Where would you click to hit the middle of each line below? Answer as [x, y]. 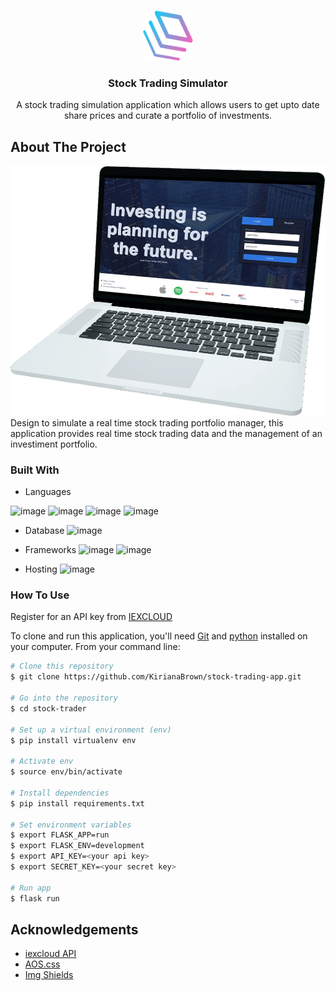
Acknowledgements [74, 929]
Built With [35, 470]
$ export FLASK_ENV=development [77, 846]
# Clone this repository [62, 666]
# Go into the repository [64, 698]
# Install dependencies [60, 793]
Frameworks [50, 550]
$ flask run [35, 898]
